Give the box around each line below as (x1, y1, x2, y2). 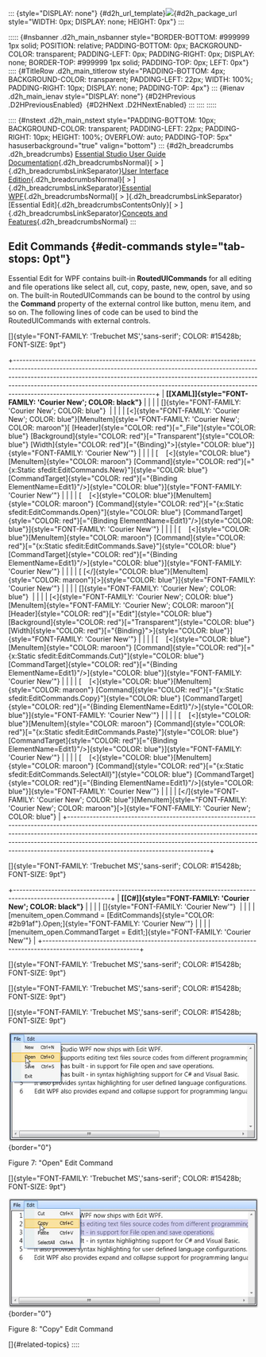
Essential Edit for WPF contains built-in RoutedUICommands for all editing (8, 273, 252, 283)
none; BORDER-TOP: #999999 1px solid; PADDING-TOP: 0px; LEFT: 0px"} (8, 58, 249, 67)
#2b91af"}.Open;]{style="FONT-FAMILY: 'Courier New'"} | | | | (8, 918, 211, 928)
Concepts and (121, 209, 168, 218)
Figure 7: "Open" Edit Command (8, 1158, 114, 1168)
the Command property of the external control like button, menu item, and (8, 298, 252, 308)
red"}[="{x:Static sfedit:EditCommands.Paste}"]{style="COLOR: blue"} (8, 727, 239, 736)
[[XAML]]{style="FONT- (166, 388, 249, 398)
